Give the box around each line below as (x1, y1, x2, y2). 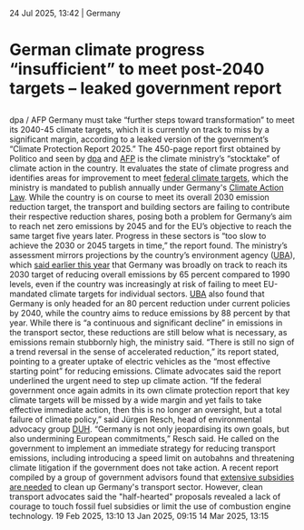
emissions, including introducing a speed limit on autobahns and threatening (9, 452, 295, 463)
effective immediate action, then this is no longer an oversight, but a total (9, 404, 282, 415)
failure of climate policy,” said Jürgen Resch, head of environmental (9, 414, 262, 425)
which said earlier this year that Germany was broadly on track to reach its (9, 259, 289, 270)
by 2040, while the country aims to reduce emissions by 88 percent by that (9, 307, 290, 318)
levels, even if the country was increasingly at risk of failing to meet (9, 278, 261, 289)
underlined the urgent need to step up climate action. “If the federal (9, 375, 261, 385)
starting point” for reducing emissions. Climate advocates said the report (9, 365, 281, 376)
